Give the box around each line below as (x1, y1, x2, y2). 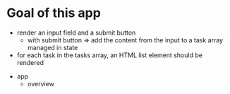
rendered (16, 58, 44, 66)
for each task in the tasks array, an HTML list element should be (16, 51, 202, 59)
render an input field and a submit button (16, 28, 136, 37)
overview (27, 79, 54, 88)
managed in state (27, 43, 78, 52)
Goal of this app (6, 5, 102, 21)
